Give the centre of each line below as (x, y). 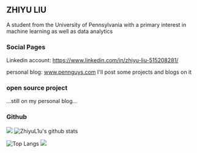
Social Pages (26, 47)
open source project (37, 88)
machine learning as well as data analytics (60, 31)
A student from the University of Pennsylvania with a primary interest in (96, 24)
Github (17, 117)
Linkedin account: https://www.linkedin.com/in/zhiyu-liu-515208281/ (92, 60)
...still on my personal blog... (42, 101)
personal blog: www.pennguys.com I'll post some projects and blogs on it (99, 72)
